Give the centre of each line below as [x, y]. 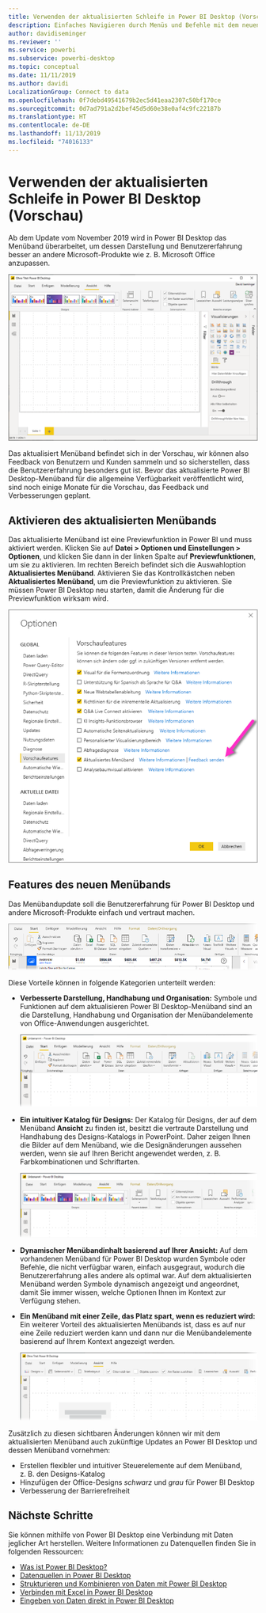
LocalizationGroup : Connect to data [68, 92]
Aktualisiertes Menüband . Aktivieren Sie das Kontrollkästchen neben [122, 573]
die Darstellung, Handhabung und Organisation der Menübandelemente [136, 1015]
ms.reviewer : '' [35, 42]
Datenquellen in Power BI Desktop [75, 1575]
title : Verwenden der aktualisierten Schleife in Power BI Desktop [122, 17]
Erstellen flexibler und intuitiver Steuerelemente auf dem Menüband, [131, 1465]
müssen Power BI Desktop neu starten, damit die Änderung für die [116, 590]
